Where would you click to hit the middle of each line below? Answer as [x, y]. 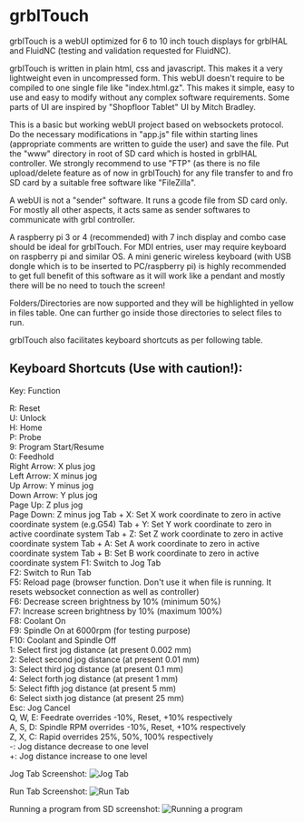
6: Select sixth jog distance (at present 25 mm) [97, 698]
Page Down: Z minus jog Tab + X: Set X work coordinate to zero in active [145, 514]
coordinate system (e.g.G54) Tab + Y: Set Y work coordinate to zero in [141, 524]
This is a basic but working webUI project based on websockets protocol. [147, 125]
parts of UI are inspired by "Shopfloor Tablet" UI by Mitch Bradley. [132, 106]
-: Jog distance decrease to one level [79, 746]
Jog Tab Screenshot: [49, 773]
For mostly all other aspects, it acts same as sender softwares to [130, 209]
